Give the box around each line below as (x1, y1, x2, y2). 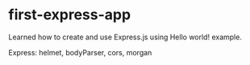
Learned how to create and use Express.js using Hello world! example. (8, 32, 242, 42)
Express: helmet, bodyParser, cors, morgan (8, 47, 152, 57)
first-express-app (8, 6, 131, 24)
